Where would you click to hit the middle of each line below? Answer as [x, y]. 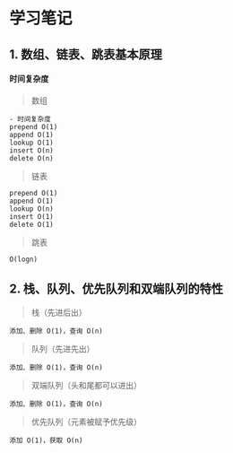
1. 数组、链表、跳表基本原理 [86, 54]
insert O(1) [31, 216]
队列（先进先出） [63, 348]
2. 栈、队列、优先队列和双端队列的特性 [116, 289]
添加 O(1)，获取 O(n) [46, 440]
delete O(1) [31, 224]
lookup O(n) [31, 209]
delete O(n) [31, 158]
